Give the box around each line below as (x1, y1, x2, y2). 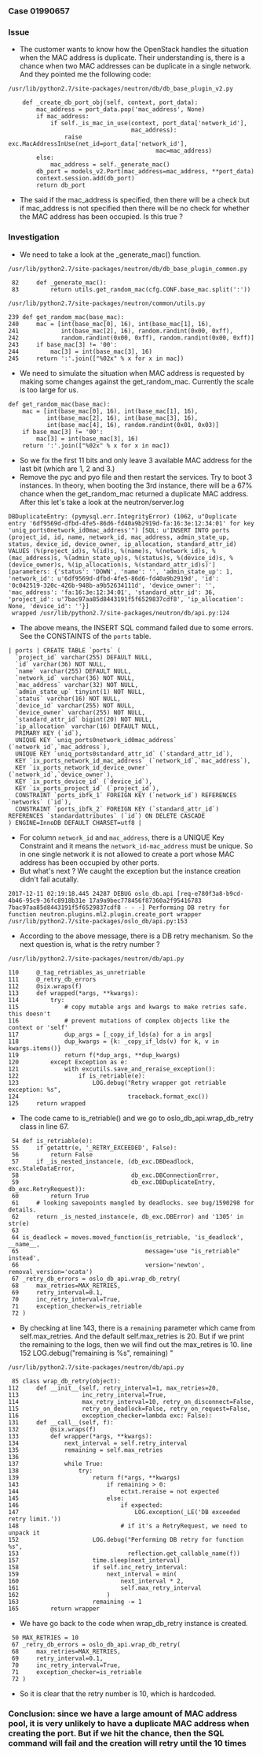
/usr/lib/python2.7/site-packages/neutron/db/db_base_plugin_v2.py (8, 85, 234, 93)
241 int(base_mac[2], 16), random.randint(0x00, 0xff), (8, 327, 234, 335)
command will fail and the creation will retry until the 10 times (8, 1738, 247, 1749)
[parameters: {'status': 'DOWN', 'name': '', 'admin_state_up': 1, (8, 567, 234, 576)
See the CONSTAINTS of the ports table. (19, 631, 152, 640)
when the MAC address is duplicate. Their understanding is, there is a (19, 53, 246, 62)
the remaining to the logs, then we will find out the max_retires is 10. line (19, 1339, 253, 1349)
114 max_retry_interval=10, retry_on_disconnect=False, (8, 1398, 255, 1405)
